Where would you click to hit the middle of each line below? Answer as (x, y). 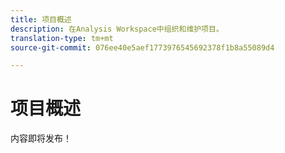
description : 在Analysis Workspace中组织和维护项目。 (117, 29)
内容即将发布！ (41, 138)
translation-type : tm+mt (62, 38)
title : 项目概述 (41, 19)
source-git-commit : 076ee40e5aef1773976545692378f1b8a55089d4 (142, 47)
